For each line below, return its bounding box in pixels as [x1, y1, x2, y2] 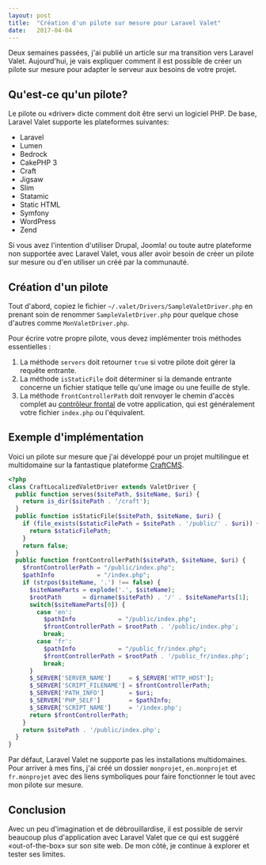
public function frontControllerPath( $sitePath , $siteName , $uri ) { [15, 556, 246, 565]
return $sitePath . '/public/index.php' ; [22, 726, 161, 734]
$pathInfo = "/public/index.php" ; [43, 615, 196, 623]
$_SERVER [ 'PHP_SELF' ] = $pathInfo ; [28, 696, 172, 705]
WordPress [19, 217, 56, 227]
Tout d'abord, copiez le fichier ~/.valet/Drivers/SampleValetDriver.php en [8, 302, 253, 311]
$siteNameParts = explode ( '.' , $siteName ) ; [28, 585, 176, 594]
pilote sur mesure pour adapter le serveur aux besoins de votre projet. [8, 65, 237, 74]
